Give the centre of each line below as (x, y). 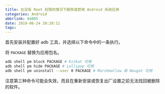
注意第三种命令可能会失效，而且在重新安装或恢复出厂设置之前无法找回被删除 (82, 80)
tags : (11, 28)
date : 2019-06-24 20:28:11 (33, 23)
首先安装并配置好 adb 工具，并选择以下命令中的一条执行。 (64, 42)
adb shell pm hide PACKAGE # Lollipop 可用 (50, 66)
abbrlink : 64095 (22, 19)
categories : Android (26, 14)
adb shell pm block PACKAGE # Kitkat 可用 (48, 62)
